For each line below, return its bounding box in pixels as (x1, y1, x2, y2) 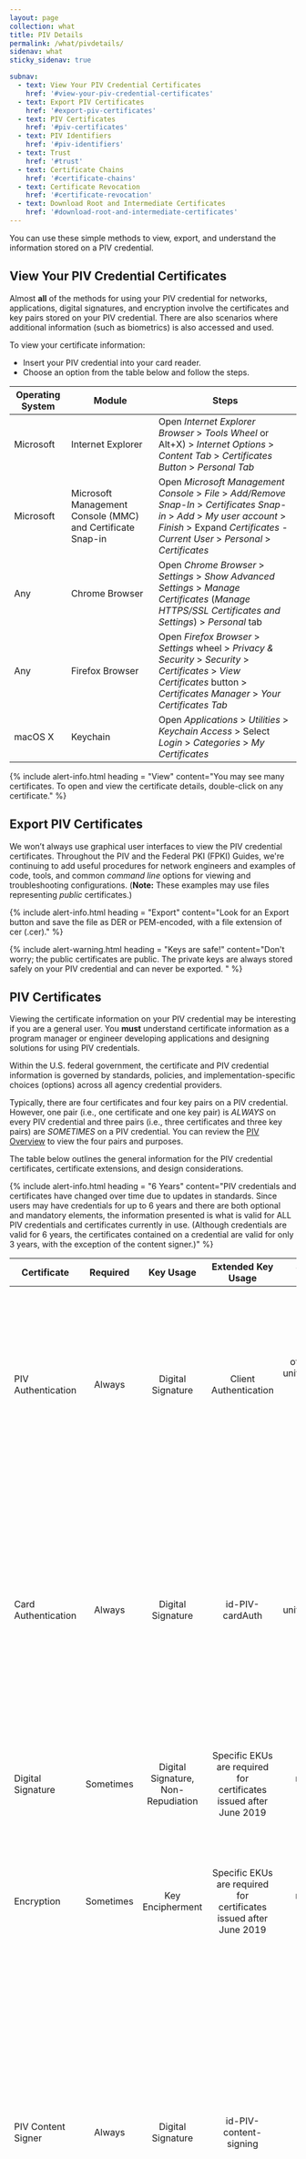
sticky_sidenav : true (9, 56, 92, 65)
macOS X (14, 730, 55, 743)
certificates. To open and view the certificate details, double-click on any (9, 780, 284, 791)
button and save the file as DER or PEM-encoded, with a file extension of (9, 916, 282, 927)
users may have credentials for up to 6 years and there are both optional (9, 1200, 280, 1211)
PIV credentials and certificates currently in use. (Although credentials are (9, 1219, 287, 1230)
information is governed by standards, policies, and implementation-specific (9, 1070, 296, 1081)
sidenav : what (9, 47, 64, 56)
